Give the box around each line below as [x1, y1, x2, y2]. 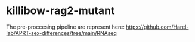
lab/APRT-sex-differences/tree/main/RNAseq [6, 29, 117, 36]
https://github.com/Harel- [126, 23, 189, 30]
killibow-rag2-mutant [6, 4, 115, 17]
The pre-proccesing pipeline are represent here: [6, 23, 125, 30]
